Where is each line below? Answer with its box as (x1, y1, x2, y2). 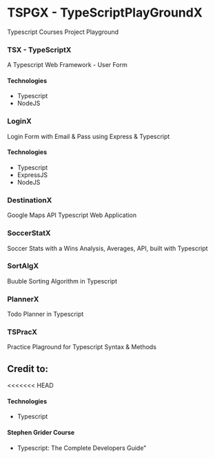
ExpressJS (17, 171, 48, 179)
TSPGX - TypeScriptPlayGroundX (7, 5, 203, 21)
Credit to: (7, 363, 49, 375)
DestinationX (7, 195, 52, 205)
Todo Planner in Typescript (7, 310, 84, 319)
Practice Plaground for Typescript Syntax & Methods (7, 343, 157, 351)
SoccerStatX (7, 228, 51, 238)
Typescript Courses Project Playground (7, 28, 119, 36)
